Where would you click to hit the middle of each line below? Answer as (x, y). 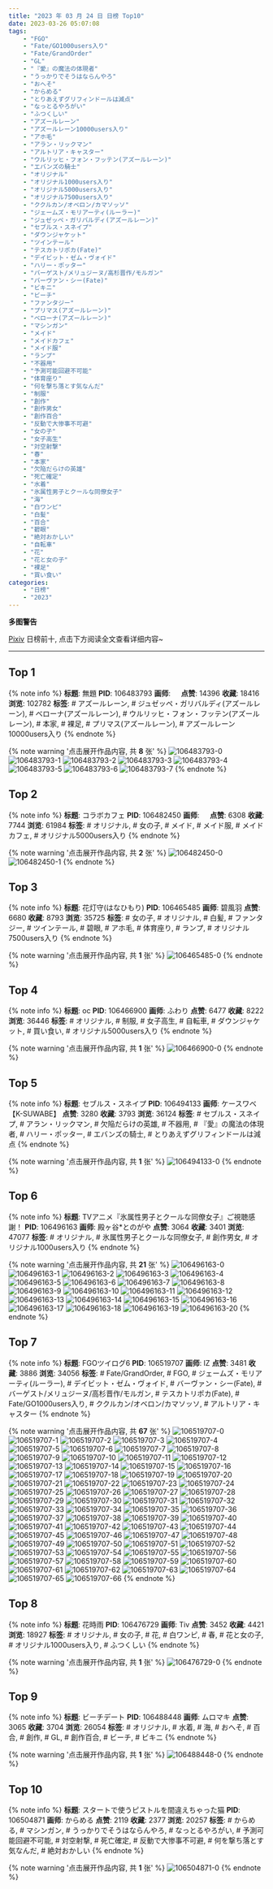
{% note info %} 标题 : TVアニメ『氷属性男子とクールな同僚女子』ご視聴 (128, 1216)
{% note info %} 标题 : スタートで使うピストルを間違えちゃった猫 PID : (125, 1810)
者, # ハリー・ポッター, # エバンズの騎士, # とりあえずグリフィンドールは (131, 1134)
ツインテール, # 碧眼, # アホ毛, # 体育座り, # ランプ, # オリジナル (141, 928)
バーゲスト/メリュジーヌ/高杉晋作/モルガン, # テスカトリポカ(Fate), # (124, 1393)
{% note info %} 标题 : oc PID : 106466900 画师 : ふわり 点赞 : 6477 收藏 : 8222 (136, 1011)
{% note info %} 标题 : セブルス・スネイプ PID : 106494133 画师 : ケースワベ (133, 1104)
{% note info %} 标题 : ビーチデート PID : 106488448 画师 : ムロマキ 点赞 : (129, 1717)
